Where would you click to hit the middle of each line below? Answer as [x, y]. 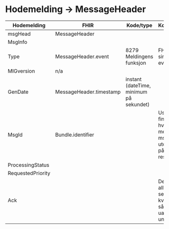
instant [134, 79]
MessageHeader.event [82, 56]
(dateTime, [138, 85]
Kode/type [139, 25]
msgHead [19, 34]
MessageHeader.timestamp [88, 92]
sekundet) [138, 104]
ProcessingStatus [28, 165]
